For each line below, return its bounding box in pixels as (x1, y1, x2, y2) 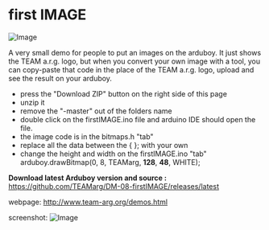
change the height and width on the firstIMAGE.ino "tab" (19, 149, 207, 158)
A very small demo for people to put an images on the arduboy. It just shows (8, 47, 262, 57)
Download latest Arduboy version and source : (8, 173, 168, 183)
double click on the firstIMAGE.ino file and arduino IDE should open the (19, 114, 256, 124)
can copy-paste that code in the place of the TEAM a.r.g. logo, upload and (8, 64, 255, 74)
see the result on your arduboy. (8, 73, 113, 83)
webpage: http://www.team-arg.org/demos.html (8, 197, 168, 207)
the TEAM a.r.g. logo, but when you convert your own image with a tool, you (8, 56, 260, 66)
